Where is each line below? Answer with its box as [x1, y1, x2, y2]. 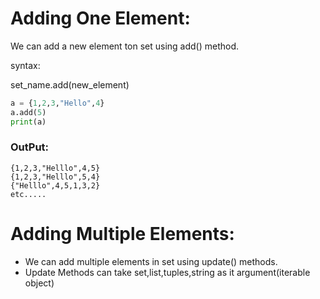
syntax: [10, 59, 41, 71]
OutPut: [10, 140, 50, 154]
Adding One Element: [10, 7, 191, 30]
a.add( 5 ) [10, 107, 47, 117]
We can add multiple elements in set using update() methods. [24, 255, 278, 267]
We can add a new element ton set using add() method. [10, 40, 240, 52]
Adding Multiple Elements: [10, 223, 235, 246]
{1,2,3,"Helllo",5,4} [10, 172, 101, 182]
